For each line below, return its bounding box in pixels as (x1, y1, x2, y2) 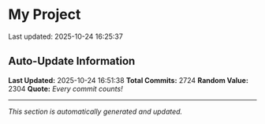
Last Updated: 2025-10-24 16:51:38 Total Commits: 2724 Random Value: (8, 75, 248, 85)
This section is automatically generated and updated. (8, 107, 183, 116)
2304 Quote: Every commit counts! (8, 84, 124, 93)
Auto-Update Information (8, 54, 136, 68)
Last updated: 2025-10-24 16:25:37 (8, 32, 124, 41)
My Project (8, 6, 81, 24)
